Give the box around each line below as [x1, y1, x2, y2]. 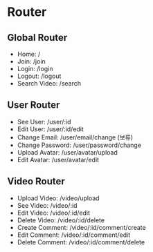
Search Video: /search [17, 79, 82, 87]
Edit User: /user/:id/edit [17, 125, 84, 133]
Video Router [7, 175, 66, 187]
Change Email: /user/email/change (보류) [17, 133, 134, 142]
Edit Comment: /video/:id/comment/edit [17, 231, 131, 239]
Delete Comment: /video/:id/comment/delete [17, 238, 145, 246]
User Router [7, 99, 60, 111]
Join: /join [17, 57, 46, 66]
